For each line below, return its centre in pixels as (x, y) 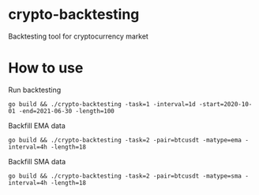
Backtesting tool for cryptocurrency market (78, 36)
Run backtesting (35, 90)
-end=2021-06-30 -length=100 (66, 111)
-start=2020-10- (225, 104)
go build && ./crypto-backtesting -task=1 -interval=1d (102, 104)
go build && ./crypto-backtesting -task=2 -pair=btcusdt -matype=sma (125, 176)
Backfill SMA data (37, 161)
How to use (46, 68)
